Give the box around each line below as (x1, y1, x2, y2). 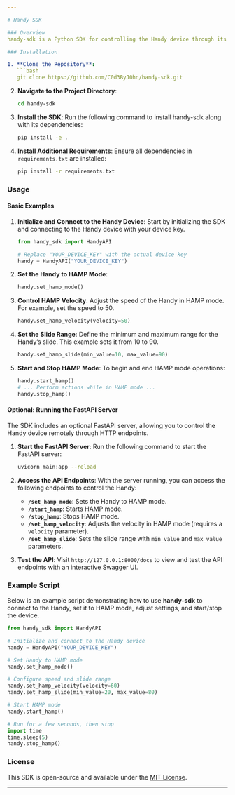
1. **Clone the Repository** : (7, 61, 96, 68)
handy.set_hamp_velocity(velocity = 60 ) (7, 682, 120, 690)
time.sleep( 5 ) (7, 734, 49, 741)
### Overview (7, 29, 45, 36)
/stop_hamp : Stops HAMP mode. (27, 512, 120, 520)
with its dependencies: (17, 120, 83, 128)
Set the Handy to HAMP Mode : (17, 270, 108, 279)
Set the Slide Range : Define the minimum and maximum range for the (17, 330, 218, 339)
